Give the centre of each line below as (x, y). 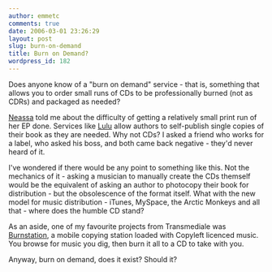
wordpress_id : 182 (39, 62)
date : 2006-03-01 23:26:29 (54, 31)
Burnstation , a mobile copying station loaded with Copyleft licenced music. (134, 235)
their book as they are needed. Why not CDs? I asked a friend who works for (136, 134)
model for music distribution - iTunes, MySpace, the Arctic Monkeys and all (134, 202)
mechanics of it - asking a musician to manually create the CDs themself (130, 176)
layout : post (30, 39)
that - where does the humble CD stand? (76, 210)
